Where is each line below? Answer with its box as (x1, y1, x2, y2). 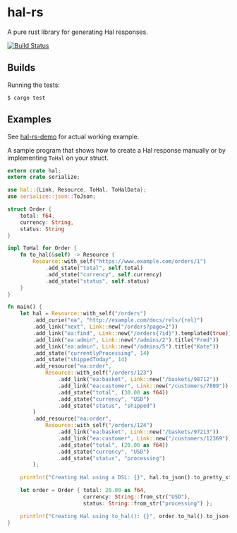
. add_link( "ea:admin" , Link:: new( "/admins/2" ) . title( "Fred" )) (32, 336, 219, 344)
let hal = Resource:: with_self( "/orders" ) (20, 310, 147, 317)
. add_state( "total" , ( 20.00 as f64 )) (57, 441, 169, 449)
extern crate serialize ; (7, 174, 80, 181)
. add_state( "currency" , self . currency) (44, 271, 162, 278)
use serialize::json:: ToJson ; (7, 193, 97, 200)
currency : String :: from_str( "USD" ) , (83, 493, 191, 500)
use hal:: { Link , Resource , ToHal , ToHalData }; (7, 187, 147, 194)
